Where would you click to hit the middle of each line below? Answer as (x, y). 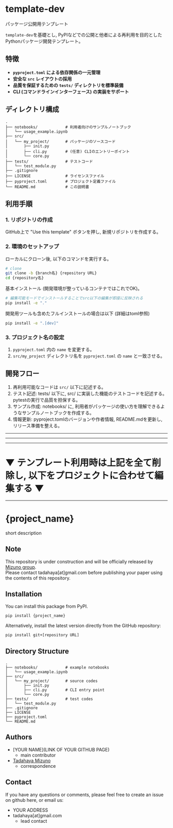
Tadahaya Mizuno (32, 760)
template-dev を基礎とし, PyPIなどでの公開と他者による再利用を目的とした (84, 34)
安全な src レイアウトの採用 (42, 79)
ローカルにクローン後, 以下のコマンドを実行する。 (58, 259)
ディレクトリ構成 (32, 109)
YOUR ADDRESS (30, 810)
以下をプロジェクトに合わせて (91, 476)
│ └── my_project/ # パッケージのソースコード (60, 141)
